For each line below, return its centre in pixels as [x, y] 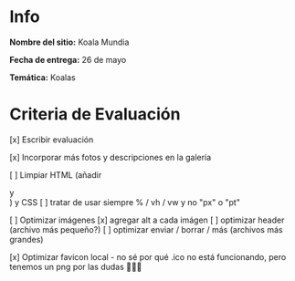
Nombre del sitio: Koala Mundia [69, 42]
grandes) [26, 239]
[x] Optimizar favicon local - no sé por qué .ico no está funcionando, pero [148, 256]
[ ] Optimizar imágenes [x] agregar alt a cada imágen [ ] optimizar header [147, 220]
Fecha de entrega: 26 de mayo [68, 59]
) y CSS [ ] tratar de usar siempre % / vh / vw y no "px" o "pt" [125, 202]
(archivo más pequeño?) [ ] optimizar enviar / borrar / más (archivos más [146, 229]
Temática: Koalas [42, 77]
